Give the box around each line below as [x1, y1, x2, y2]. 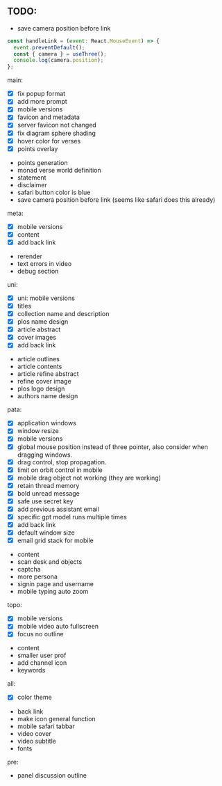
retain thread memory [17, 481, 80, 489]
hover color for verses [17, 136, 81, 145]
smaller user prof [17, 651, 67, 660]
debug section [17, 267, 59, 275]
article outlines [17, 355, 60, 363]
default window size [17, 528, 75, 537]
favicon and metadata [17, 113, 80, 121]
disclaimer [17, 180, 47, 189]
